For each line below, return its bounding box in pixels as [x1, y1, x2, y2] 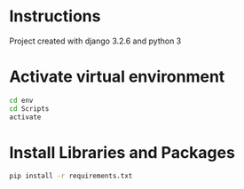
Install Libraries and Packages [9, 142, 235, 162]
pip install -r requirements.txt [9, 171, 133, 181]
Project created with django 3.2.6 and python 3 [9, 35, 182, 46]
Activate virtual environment [9, 67, 225, 87]
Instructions [9, 6, 101, 27]
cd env [9, 96, 34, 105]
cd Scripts [9, 104, 50, 113]
